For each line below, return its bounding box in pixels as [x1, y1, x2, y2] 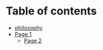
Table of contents [6, 4, 97, 18]
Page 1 [14, 30, 32, 37]
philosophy [14, 24, 44, 31]
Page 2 [23, 37, 42, 44]
